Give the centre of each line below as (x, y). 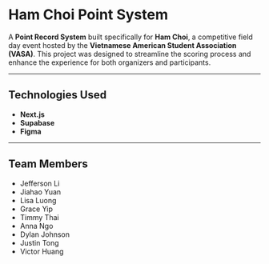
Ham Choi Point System (88, 15)
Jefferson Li (40, 183)
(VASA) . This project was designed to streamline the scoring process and (130, 54)
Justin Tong (39, 242)
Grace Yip (36, 209)
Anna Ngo (36, 226)
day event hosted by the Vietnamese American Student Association (122, 45)
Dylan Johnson (45, 234)
